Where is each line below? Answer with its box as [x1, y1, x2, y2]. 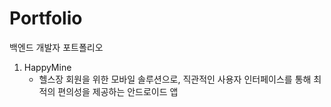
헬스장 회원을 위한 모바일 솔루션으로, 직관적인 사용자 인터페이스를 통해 [38, 73, 312, 85]
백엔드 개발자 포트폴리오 [9, 41, 104, 53]
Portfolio [9, 7, 83, 30]
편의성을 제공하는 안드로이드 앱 [57, 85, 179, 97]
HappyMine [23, 61, 72, 73]
